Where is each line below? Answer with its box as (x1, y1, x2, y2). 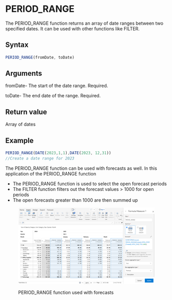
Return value (5, 108, 47, 116)
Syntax (5, 41, 29, 49)
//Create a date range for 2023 (5, 155, 74, 161)
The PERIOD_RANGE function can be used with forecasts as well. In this (5, 165, 158, 171)
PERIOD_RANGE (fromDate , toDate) (5, 55, 74, 60)
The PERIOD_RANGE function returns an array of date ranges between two (5, 20, 163, 26)
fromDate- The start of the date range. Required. (5, 83, 108, 89)
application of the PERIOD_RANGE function (5, 170, 97, 177)
